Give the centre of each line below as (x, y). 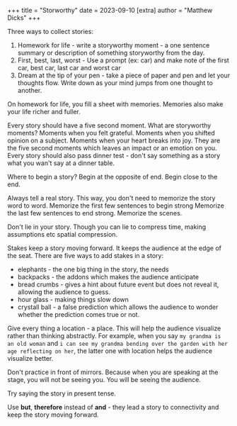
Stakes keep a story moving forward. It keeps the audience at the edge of (114, 248)
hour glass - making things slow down (73, 299)
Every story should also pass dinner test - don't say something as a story (114, 156)
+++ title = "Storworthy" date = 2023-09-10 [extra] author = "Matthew (110, 10)
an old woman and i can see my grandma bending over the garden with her (117, 343)
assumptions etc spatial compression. (63, 234)
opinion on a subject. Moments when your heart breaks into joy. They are (114, 140)
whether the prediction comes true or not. (79, 314)
